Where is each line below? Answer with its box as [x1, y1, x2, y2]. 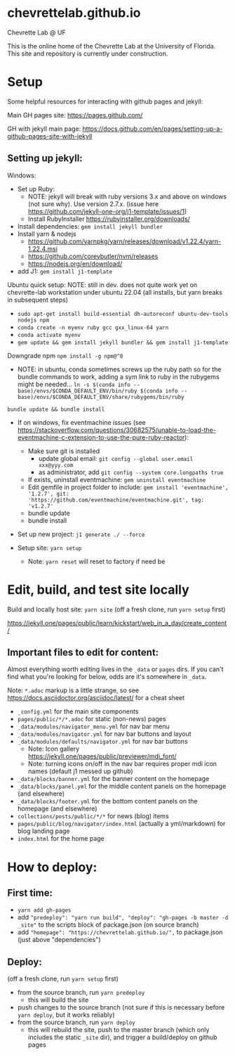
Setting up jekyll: [7, 153, 83, 165]
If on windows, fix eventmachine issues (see [17, 418, 146, 426]
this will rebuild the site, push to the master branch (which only [27, 1026, 210, 1034]
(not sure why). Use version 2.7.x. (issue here [27, 199, 159, 208]
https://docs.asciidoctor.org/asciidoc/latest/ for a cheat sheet [7, 694, 184, 702]
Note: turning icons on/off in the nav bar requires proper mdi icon [27, 760, 217, 768]
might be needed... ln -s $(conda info [17, 380, 131, 388]
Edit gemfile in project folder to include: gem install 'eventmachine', [27, 483, 229, 491]
